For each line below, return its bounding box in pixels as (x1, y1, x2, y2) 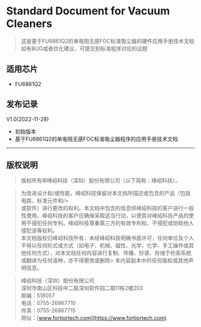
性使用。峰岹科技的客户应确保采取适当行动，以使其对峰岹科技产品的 (20, 212, 189, 219)
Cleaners (6, 17, 53, 30)
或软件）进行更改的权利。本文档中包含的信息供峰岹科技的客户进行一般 (20, 204, 194, 212)
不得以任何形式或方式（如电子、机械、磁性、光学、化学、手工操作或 (20, 242, 189, 249)
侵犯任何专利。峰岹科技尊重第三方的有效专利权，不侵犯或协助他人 (31, 219, 194, 227)
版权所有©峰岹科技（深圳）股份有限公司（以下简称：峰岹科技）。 (20, 177, 181, 184)
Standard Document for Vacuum (6, 4, 170, 18)
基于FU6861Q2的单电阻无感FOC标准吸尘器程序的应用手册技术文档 (14, 135, 178, 142)
